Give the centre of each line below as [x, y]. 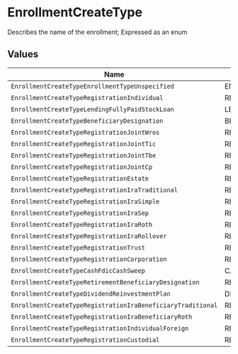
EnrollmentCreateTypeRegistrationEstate [80, 178]
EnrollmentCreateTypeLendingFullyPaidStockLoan [93, 109]
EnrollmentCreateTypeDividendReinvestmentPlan [91, 294]
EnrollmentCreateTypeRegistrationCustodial [85, 340]
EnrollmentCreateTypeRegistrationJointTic [84, 144]
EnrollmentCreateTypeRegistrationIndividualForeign [100, 328]
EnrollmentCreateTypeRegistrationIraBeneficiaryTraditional [114, 305]
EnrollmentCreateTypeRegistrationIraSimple [85, 201]
